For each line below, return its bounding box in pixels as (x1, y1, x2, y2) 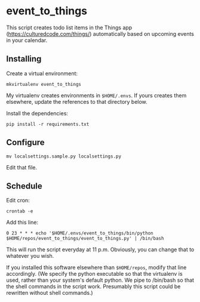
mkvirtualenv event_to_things (6, 81, 82, 87)
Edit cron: (6, 197, 30, 204)
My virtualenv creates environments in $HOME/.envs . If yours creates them (6, 91, 187, 99)
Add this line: (6, 219, 39, 226)
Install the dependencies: (6, 109, 69, 117)
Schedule (6, 181, 43, 191)
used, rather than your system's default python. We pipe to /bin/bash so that (6, 276, 195, 284)
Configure (6, 137, 45, 147)
